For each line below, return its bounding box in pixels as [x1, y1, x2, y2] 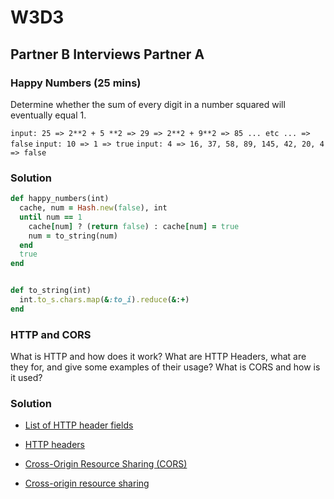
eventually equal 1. [10, 109, 87, 121]
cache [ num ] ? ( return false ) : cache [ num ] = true [28, 221, 240, 231]
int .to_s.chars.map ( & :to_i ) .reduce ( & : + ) [19, 295, 190, 305]
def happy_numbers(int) [10, 194, 110, 204]
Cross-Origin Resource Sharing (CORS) [24, 458, 188, 470]
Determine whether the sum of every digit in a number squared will [10, 98, 286, 110]
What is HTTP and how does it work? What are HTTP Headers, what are [10, 351, 307, 363]
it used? [10, 372, 43, 384]
